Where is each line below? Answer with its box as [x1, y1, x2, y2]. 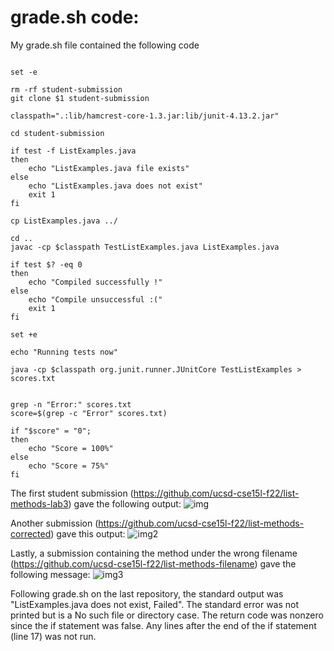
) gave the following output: [68, 497, 182, 510]
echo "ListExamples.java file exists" [28, 163, 190, 173]
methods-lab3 [10, 497, 69, 510]
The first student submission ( [10, 487, 134, 499]
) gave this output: [50, 527, 126, 540]
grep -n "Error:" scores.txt [10, 399, 132, 410]
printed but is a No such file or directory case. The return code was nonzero [10, 609, 324, 621]
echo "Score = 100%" [28, 443, 114, 453]
